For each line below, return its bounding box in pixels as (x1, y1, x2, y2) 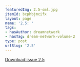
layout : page (5, 16, 32, 21)
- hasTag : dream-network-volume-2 (5, 34, 76, 39)
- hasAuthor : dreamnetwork (5, 30, 60, 34)
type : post (5, 39, 27, 44)
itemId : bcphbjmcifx (5, 12, 47, 17)
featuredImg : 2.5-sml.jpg (5, 7, 58, 12)
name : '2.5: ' (5, 20, 34, 26)
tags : (5, 25, 16, 30)
